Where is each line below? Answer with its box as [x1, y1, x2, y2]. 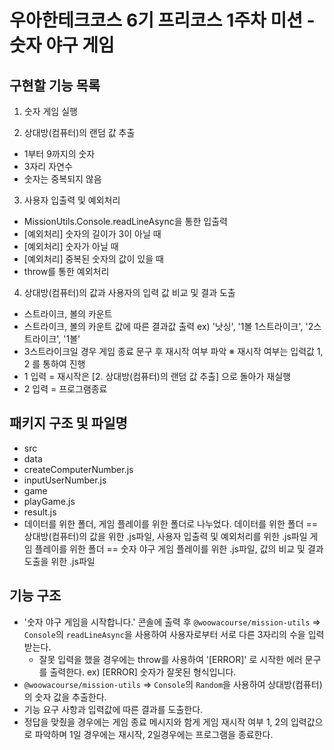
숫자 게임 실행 [23, 106, 78, 117]
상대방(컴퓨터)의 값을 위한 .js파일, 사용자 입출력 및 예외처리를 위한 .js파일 [23, 530, 308, 542]
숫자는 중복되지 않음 [23, 173, 102, 185]
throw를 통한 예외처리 [23, 266, 110, 277]
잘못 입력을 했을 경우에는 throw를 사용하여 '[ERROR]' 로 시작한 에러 [38, 653, 303, 665]
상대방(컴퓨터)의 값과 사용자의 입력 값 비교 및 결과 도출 [23, 287, 236, 298]
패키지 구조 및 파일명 [9, 415, 128, 432]
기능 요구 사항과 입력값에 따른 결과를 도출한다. [23, 703, 204, 715]
